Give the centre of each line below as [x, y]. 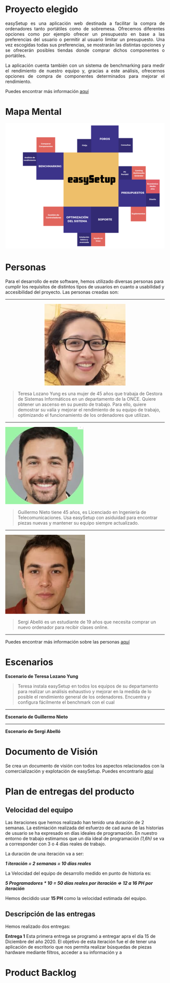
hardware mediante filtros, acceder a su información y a [64, 952]
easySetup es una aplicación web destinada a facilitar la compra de [85, 23]
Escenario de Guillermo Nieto [37, 716]
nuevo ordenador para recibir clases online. [63, 627]
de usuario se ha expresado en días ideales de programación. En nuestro [81, 833]
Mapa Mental [33, 112]
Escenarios [29, 663]
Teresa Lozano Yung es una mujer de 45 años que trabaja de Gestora [90, 394]
